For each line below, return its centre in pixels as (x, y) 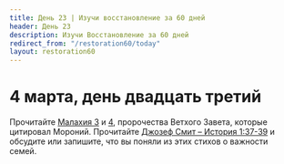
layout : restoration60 (52, 52)
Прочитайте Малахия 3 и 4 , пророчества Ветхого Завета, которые (139, 122)
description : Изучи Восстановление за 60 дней (99, 35)
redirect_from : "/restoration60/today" (85, 43)
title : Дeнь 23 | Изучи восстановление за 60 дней (107, 18)
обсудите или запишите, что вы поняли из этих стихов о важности (139, 141)
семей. (23, 151)
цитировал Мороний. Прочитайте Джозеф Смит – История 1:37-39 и (142, 132)
